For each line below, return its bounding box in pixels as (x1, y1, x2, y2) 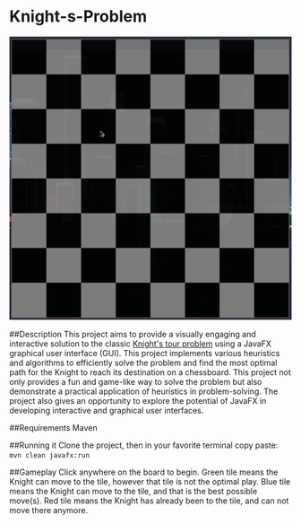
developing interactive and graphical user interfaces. (9, 405, 204, 415)
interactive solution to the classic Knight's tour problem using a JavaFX (9, 338, 271, 349)
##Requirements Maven (9, 422, 98, 432)
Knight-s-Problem (9, 6, 148, 27)
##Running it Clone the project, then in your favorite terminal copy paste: (9, 440, 279, 450)
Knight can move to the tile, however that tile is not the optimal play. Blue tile (9, 476, 291, 486)
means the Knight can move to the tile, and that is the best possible (9, 485, 258, 496)
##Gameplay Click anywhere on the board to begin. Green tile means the (9, 467, 279, 477)
